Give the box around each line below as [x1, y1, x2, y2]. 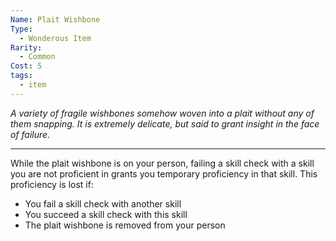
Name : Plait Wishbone [10, 14, 101, 25]
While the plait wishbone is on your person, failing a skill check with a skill [10, 157, 315, 169]
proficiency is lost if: [10, 178, 94, 190]
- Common [19, 52, 56, 62]
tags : [10, 71, 33, 81]
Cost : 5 [10, 61, 43, 71]
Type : [10, 24, 33, 34]
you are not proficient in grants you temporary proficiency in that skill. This [10, 167, 318, 180]
